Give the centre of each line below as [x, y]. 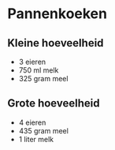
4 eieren [32, 122]
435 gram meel [43, 130]
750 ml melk [39, 70]
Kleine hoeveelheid [56, 43]
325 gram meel [43, 79]
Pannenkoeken [57, 14]
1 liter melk [36, 139]
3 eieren [32, 62]
